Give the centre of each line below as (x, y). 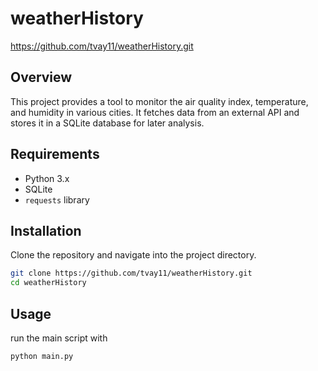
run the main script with (59, 338)
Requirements (55, 154)
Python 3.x (47, 178)
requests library (57, 199)
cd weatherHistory (48, 283)
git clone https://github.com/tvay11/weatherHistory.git (131, 273)
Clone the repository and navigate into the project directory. (133, 255)
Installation (46, 230)
